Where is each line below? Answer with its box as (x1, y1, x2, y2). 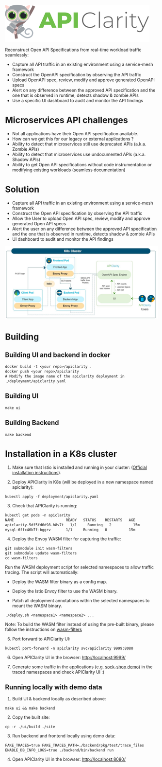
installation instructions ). (12, 469, 62, 475)
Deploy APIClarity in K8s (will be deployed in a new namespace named (12, 479, 154, 485)
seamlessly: (5, 52, 29, 58)
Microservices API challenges (5, 115, 129, 126)
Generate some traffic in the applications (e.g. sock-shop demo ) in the (12, 664, 153, 670)
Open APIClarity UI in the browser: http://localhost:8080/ (12, 756, 126, 762)
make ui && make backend (5, 706, 55, 711)
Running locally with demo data (5, 683, 103, 692)
